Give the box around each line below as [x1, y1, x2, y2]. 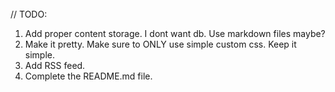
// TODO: [10, 8, 48, 20]
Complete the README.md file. [24, 70, 153, 82]
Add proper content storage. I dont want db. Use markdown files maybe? [24, 27, 326, 39]
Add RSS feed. [24, 59, 86, 71]
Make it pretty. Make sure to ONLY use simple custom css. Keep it [24, 38, 297, 50]
